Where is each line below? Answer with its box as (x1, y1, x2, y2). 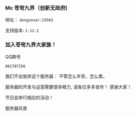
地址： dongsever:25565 (5, 17, 53, 23)
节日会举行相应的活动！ (5, 94, 53, 101)
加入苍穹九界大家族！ (5, 41, 56, 48)
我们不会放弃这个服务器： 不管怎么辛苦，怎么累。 (5, 73, 107, 79)
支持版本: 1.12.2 (5, 28, 39, 34)
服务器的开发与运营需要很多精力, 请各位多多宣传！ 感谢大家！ (5, 84, 131, 90)
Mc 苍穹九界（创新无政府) (5, 4, 67, 11)
